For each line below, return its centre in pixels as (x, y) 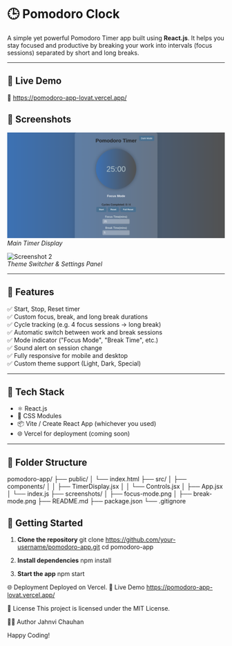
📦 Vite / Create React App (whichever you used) (87, 424)
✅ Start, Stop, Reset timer (44, 309)
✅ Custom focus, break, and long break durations (78, 316)
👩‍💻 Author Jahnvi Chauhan (46, 622)
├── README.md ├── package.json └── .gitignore (112, 501)
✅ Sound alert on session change (55, 348)
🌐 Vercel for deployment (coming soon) (74, 433)
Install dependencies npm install (64, 560)
